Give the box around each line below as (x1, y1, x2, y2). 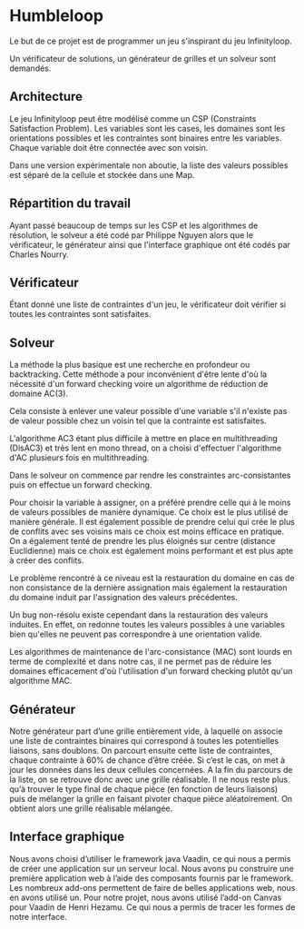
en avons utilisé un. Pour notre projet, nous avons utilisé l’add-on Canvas (9, 892, 282, 903)
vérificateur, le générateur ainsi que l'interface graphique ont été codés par (9, 239, 290, 250)
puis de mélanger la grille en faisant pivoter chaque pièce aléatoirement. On (9, 794, 293, 804)
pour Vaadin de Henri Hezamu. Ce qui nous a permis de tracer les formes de (9, 901, 296, 913)
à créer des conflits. (9, 555, 84, 566)
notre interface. (9, 911, 68, 922)
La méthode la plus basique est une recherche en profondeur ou (9, 360, 250, 371)
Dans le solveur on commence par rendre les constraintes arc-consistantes (9, 469, 291, 481)
